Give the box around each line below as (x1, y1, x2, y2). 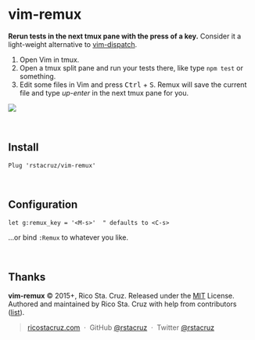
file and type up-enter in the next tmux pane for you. (19, 88, 189, 97)
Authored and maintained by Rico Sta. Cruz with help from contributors (8, 299, 237, 309)
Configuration (8, 198, 78, 212)
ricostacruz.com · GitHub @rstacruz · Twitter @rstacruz (27, 323, 215, 332)
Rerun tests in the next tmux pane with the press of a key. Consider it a (8, 31, 242, 41)
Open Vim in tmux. (19, 55, 80, 64)
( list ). (8, 308, 25, 317)
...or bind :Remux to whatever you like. (8, 233, 129, 242)
